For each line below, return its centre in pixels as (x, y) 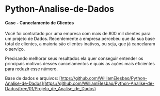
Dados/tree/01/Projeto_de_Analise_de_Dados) (50, 89)
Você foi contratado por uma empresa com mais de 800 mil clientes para (78, 34)
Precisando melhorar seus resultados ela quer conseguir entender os (74, 58)
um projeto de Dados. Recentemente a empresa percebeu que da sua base (80, 39)
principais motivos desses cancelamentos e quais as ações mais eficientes (80, 64)
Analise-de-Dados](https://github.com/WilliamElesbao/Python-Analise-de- (80, 83)
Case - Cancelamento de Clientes (40, 22)
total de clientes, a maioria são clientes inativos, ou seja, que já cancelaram (80, 44)
